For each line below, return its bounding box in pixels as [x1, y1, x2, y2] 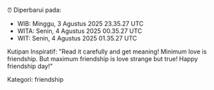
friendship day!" [7, 62, 53, 70]
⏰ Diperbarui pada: [7, 6, 62, 14]
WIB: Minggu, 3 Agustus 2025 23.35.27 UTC [17, 20, 144, 27]
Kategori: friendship [7, 76, 64, 83]
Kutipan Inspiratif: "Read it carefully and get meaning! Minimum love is [7, 47, 207, 56]
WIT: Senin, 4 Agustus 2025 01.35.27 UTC [17, 34, 137, 42]
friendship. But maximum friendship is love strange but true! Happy [7, 55, 198, 63]
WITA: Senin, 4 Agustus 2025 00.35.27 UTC [17, 27, 143, 35]
